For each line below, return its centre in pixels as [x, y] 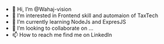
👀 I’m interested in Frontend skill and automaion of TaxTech [85, 15]
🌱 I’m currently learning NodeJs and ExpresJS [69, 22]
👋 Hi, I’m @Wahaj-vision [42, 9]
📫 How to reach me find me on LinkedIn [62, 35]
